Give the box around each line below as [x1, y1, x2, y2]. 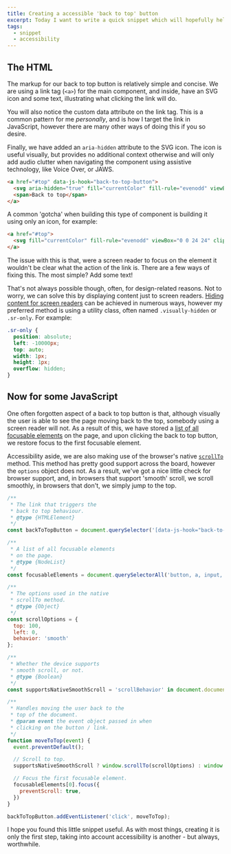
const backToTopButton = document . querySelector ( [7, 527, 153, 534]
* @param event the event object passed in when [10, 718, 153, 725]
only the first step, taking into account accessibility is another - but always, [7, 833, 220, 841]
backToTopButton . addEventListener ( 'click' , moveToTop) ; [7, 813, 170, 820]
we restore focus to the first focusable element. [7, 438, 142, 447]
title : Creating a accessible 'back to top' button [7, 10, 158, 17]
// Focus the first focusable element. [13, 775, 128, 782]
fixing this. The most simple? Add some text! [7, 271, 133, 280]
